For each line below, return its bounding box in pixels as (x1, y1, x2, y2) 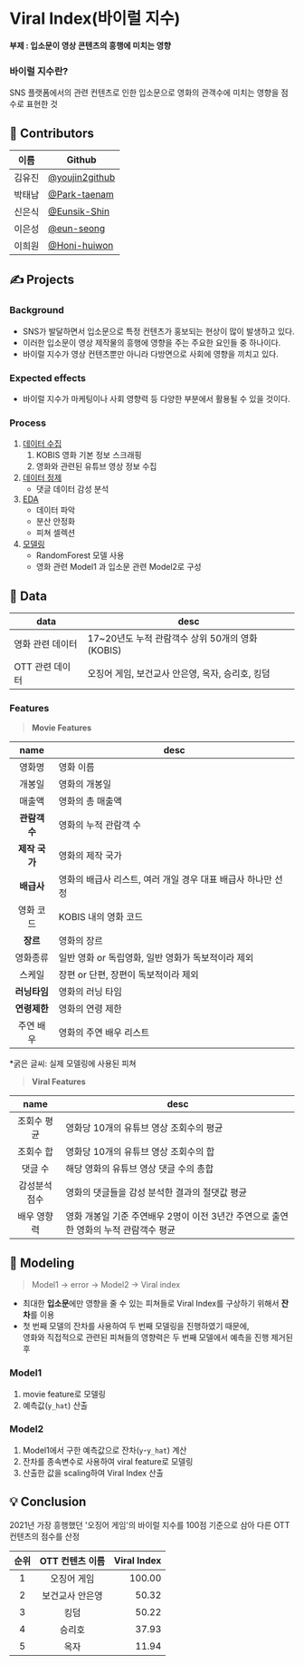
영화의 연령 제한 (58, 1003, 122, 1015)
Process (9, 416, 47, 429)
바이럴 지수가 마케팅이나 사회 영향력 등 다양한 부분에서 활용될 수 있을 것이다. (22, 394, 291, 405)
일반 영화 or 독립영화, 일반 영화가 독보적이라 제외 (58, 952, 254, 965)
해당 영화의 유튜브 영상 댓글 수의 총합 (65, 1162, 214, 1175)
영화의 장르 (58, 935, 103, 947)
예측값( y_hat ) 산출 (22, 1399, 89, 1411)
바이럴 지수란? (9, 64, 69, 77)
